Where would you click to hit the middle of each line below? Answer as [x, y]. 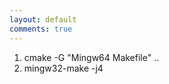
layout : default [43, 19]
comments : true [41, 29]
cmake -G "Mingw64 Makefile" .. [91, 57]
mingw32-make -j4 [63, 68]
